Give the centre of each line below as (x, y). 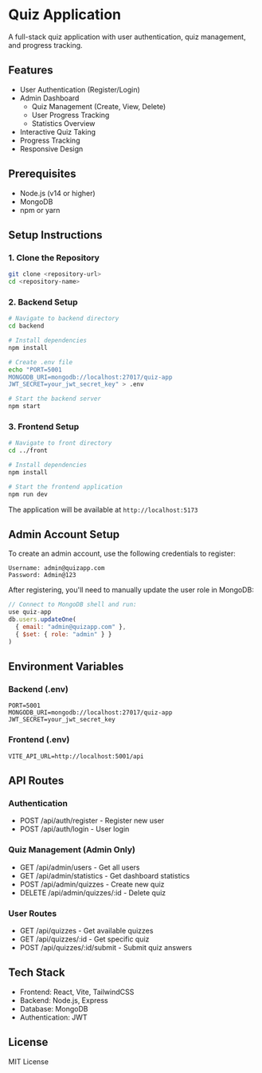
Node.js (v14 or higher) (57, 193)
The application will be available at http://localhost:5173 (103, 509)
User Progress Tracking (70, 115)
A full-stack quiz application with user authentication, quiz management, (127, 37)
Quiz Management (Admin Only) (72, 850)
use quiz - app (30, 612)
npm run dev (28, 494)
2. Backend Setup (43, 302)
